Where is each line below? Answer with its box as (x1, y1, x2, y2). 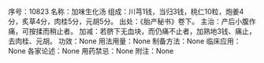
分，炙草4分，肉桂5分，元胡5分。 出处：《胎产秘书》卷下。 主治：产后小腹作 (8, 17, 256, 26)
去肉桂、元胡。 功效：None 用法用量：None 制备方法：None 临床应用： (8, 36, 241, 46)
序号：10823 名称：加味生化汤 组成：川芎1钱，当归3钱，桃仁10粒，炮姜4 (8, 7, 244, 16)
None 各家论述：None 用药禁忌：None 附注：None (8, 46, 174, 55)
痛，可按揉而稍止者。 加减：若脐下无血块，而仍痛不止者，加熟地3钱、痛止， (8, 27, 256, 35)
